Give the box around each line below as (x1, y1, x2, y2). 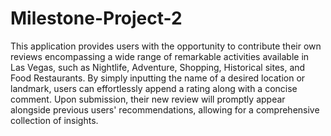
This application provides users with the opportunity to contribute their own (10, 40, 322, 52)
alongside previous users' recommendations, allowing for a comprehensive (10, 103, 320, 116)
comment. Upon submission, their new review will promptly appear (10, 93, 286, 105)
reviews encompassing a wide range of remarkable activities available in (10, 50, 310, 62)
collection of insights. (10, 114, 99, 126)
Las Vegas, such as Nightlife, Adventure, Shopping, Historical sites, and (10, 61, 306, 73)
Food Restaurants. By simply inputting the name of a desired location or (10, 72, 306, 84)
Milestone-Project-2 (10, 7, 183, 30)
